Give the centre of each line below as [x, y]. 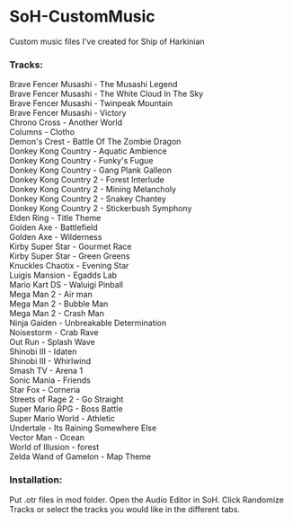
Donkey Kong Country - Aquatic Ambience [89, 151]
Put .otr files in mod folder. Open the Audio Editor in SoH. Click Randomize [147, 500]
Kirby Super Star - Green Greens [70, 256]
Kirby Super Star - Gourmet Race [71, 247]
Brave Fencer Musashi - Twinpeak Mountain [91, 103]
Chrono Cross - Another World [66, 122]
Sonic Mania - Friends [50, 380]
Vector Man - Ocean [47, 438]
